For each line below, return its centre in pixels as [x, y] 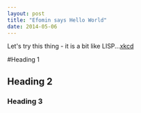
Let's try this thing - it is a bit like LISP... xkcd [70, 46]
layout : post [26, 14]
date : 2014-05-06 [32, 26]
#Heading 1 [23, 60]
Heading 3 [25, 101]
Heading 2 [30, 81]
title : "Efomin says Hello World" [57, 20]
